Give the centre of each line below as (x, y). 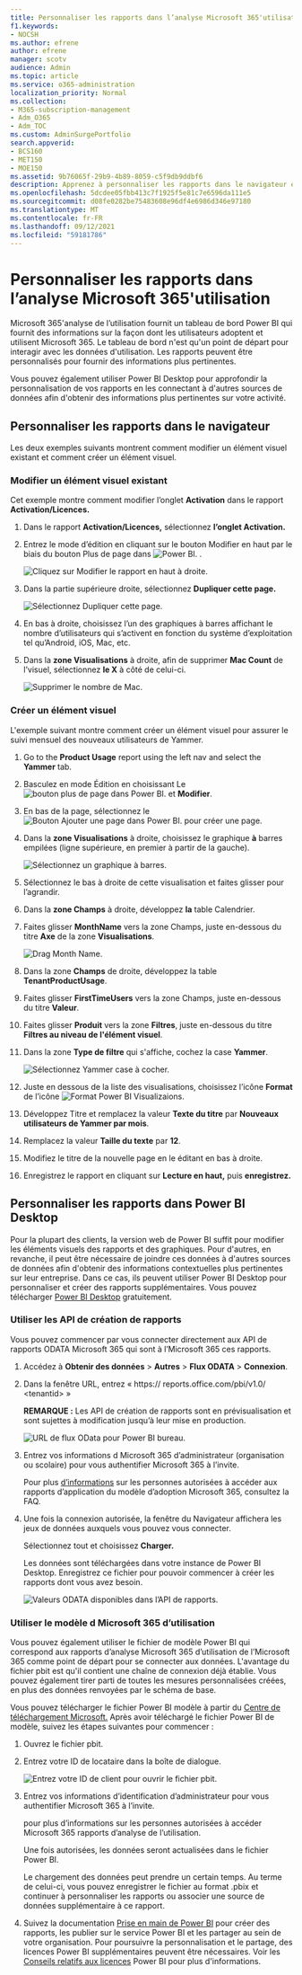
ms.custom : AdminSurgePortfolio (70, 135)
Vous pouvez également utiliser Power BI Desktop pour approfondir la (139, 379)
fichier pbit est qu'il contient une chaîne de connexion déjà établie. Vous (143, 1671)
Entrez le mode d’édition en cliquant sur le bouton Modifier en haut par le (158, 545)
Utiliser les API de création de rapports (96, 1320)
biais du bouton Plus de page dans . (112, 554)
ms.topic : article (44, 76)
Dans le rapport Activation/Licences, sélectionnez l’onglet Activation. (154, 527)
